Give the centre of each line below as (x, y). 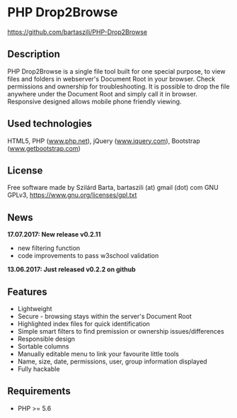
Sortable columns (43, 346)
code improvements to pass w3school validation (88, 256)
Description (34, 54)
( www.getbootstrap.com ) (44, 148)
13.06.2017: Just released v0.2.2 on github (71, 269)
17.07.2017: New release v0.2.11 (54, 235)
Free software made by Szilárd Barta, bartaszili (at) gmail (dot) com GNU (113, 188)
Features (27, 292)
